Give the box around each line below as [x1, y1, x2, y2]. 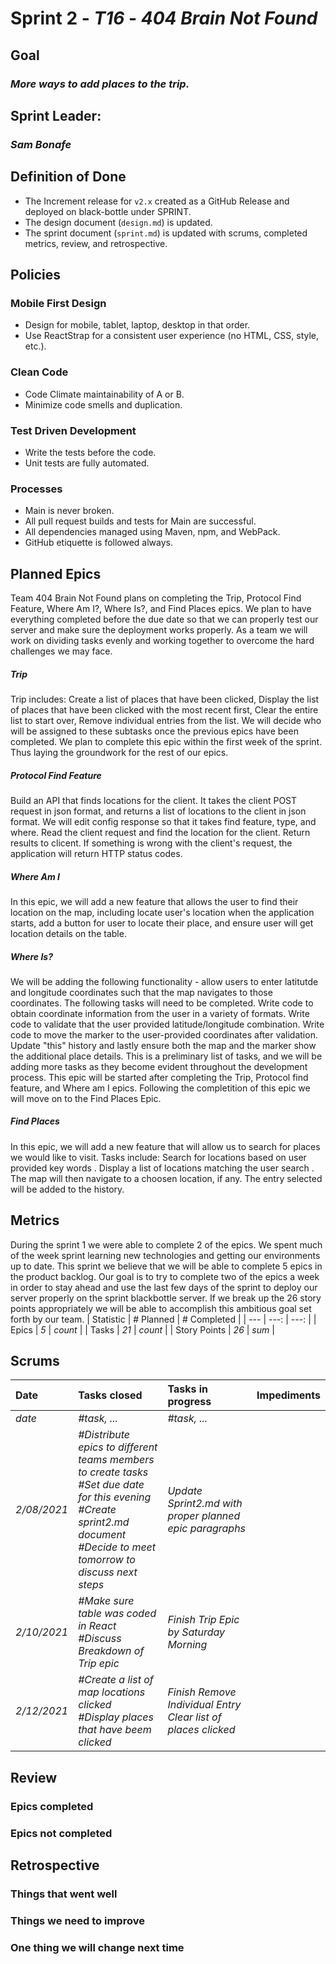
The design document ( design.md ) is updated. [24, 216, 213, 228]
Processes [10, 482, 63, 496]
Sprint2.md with [167, 1497, 243, 1511]
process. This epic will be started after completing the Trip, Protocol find [10, 1071, 309, 1083]
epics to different [78, 1440, 158, 1454]
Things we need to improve [10, 1913, 145, 1927]
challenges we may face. [10, 645, 113, 657]
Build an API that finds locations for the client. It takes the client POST [10, 794, 298, 806]
